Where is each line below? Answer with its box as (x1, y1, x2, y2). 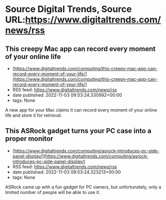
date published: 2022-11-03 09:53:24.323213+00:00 (12, 169, 121, 175)
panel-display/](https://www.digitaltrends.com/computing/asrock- (12, 153, 149, 159)
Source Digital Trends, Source (5, 3, 132, 15)
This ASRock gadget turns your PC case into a (5, 127, 151, 135)
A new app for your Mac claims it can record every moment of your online (5, 107, 157, 113)
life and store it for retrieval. (5, 112, 62, 118)
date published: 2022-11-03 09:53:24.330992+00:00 (12, 92, 122, 98)
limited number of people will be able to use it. (5, 189, 100, 195)
